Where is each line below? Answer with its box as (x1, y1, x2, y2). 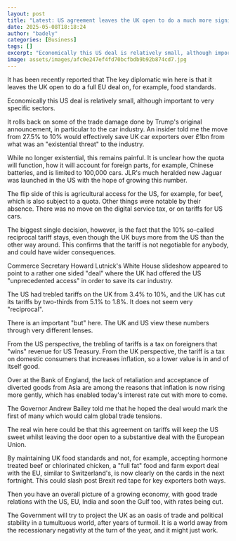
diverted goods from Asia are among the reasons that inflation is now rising (7, 383, 225, 391)
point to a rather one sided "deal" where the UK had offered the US (7, 268, 202, 278)
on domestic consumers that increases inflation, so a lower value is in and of (7, 354, 229, 363)
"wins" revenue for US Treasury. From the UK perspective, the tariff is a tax (7, 347, 225, 356)
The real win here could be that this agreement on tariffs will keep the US (7, 425, 219, 434)
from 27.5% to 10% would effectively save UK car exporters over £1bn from (7, 132, 225, 141)
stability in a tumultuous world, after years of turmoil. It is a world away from (7, 518, 228, 527)
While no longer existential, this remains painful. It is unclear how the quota (7, 153, 225, 162)
